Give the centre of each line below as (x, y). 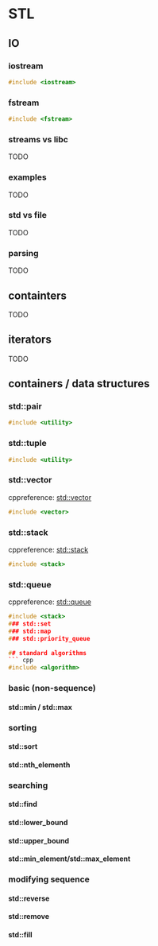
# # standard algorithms (48, 653)
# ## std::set (30, 624)
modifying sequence (49, 879)
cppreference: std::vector (50, 497)
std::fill (21, 934)
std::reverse (29, 898)
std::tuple (27, 444)
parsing (23, 253)
